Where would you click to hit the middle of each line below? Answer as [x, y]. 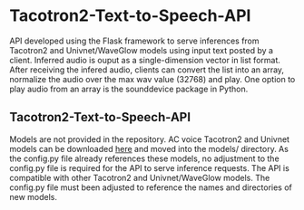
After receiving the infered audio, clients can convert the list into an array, [147, 70]
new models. [33, 196]
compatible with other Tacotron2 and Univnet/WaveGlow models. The [140, 177]
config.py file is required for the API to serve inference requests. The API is [150, 167]
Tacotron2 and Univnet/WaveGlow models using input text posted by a [142, 50]
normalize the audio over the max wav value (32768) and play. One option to [152, 79]
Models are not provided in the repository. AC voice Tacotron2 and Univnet [150, 139]
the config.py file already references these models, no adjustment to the [144, 158]
